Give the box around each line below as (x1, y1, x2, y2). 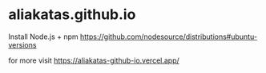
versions (8, 40, 37, 49)
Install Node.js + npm (8, 32, 79, 41)
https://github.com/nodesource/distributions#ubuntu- (79, 32, 258, 41)
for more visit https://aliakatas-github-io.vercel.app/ (8, 56, 180, 65)
